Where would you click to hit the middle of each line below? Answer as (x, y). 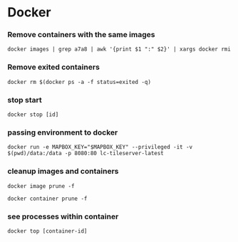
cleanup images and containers (63, 172)
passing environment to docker (63, 132)
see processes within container (63, 216)
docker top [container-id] (47, 231)
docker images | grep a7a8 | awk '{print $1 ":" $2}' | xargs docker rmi (119, 49)
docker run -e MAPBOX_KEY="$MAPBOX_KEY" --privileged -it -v (100, 147)
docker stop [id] (33, 115)
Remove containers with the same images (81, 35)
